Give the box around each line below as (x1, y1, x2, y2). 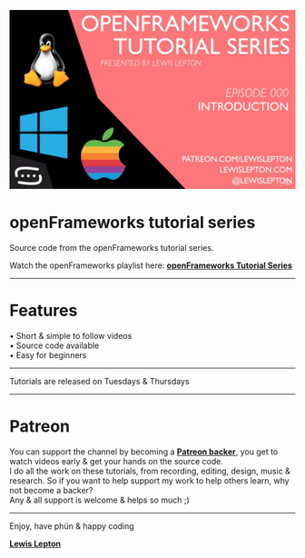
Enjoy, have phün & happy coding (9, 520, 134, 532)
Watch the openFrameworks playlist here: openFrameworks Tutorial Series (9, 260, 293, 271)
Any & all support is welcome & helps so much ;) (9, 494, 191, 505)
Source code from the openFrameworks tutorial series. (9, 242, 214, 253)
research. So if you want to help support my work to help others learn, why (9, 474, 290, 486)
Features (9, 301, 78, 321)
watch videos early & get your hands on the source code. (9, 455, 224, 466)
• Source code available (9, 340, 100, 351)
